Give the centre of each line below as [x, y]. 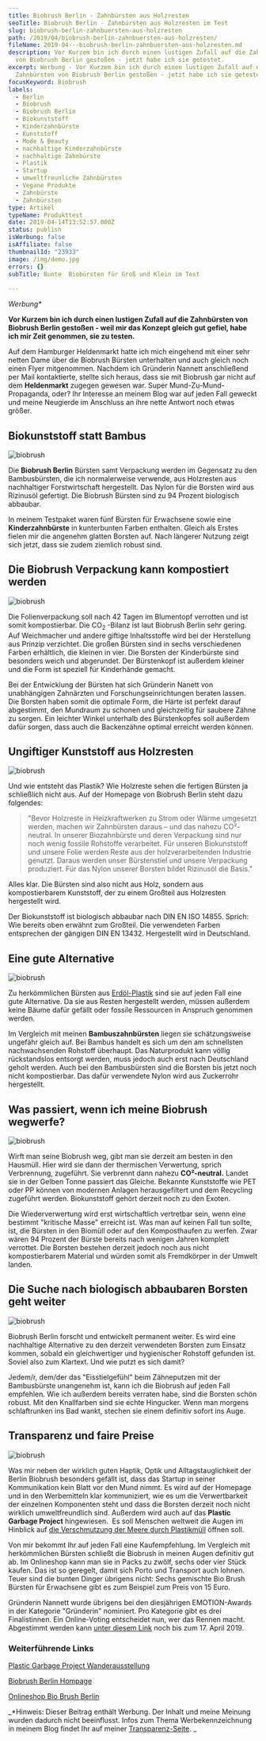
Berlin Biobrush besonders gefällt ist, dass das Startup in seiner [112, 1479]
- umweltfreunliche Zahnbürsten [69, 178]
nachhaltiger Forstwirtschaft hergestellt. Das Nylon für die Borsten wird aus [131, 487]
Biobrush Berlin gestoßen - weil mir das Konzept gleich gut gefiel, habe [128, 328]
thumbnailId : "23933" [44, 252]
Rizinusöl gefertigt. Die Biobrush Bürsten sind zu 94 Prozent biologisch [124, 495]
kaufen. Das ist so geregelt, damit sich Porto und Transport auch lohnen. [127, 1570]
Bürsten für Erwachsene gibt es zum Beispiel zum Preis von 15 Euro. [120, 1587]
